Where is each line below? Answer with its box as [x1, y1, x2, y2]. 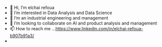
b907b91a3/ [9, 33, 34, 39]
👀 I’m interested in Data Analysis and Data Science [9, 10, 112, 16]
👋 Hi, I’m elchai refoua [9, 5, 55, 10]
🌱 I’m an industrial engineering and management [9, 15, 108, 21]
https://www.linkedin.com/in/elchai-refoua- [55, 26, 144, 31]
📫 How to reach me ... [9, 26, 56, 31]
